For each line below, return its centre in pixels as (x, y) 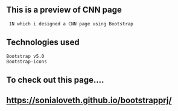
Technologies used (43, 43)
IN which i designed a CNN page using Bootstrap (71, 24)
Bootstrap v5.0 (25, 56)
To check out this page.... (55, 80)
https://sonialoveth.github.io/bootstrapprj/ (89, 100)
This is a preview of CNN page (64, 10)
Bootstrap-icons (27, 62)
